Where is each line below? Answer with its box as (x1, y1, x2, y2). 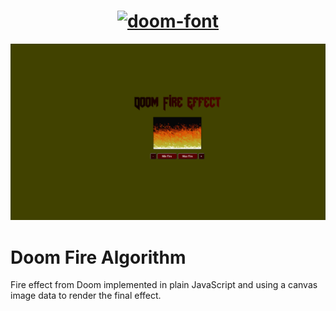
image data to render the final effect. (10, 290, 162, 302)
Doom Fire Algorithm (10, 246, 187, 269)
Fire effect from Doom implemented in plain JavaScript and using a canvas (10, 279, 318, 291)
